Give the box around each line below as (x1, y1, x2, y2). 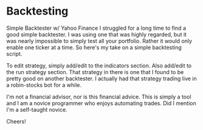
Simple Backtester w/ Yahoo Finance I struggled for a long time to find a (6, 24, 187, 32)
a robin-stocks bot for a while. (6, 81, 82, 89)
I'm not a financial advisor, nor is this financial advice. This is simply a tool (6, 93, 191, 100)
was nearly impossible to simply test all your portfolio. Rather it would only (6, 37, 193, 44)
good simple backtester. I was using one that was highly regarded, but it (6, 30, 187, 38)
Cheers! (6, 117, 26, 125)
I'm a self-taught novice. (6, 106, 68, 113)
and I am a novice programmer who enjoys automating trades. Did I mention (6, 99, 196, 107)
